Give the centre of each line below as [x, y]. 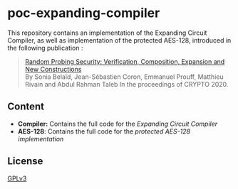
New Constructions [53, 69]
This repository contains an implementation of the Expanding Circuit [107, 33]
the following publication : [45, 48]
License [25, 161]
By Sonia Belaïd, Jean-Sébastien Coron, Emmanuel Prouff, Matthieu [124, 77]
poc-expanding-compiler [84, 13]
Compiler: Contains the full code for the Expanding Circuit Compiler [118, 124]
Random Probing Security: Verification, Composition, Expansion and [125, 61]
